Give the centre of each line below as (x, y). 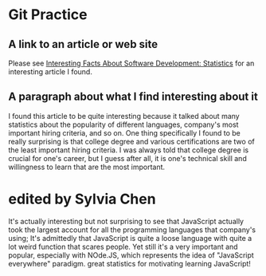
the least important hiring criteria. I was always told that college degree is (129, 150)
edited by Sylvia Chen (82, 199)
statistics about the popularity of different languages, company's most (123, 124)
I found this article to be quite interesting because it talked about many (124, 116)
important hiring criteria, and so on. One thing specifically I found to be (124, 132)
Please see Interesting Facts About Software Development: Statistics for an (131, 63)
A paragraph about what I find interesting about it (133, 97)
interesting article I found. (51, 72)
